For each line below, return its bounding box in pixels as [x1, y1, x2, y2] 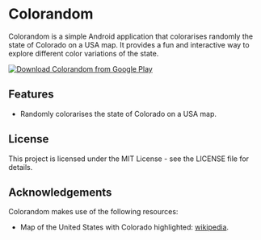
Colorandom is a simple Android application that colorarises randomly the [8, 31, 253, 41]
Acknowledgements [8, 185, 112, 199]
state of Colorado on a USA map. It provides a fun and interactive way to [8, 39, 250, 49]
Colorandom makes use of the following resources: [8, 207, 179, 217]
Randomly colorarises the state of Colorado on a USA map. [19, 109, 217, 118]
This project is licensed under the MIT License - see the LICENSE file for [8, 154, 249, 163]
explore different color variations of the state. [8, 48, 159, 58]
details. [8, 162, 33, 172]
